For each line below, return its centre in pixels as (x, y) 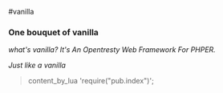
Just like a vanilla (37, 65)
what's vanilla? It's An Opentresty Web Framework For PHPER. (112, 50)
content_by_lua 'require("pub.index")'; (91, 81)
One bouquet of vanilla (53, 32)
